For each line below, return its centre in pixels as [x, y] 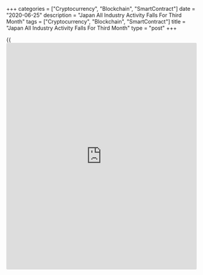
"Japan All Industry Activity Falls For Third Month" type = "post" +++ [92, 28]
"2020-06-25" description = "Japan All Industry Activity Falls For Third [94, 15]
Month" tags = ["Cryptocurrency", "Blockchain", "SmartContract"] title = [96, 21]
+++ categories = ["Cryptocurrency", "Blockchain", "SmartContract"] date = [101, 9]
